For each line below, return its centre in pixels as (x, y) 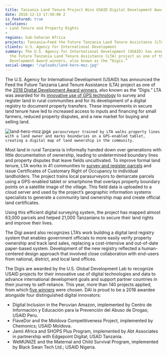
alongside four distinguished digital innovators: (53, 295)
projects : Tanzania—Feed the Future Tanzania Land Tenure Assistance (79, 42)
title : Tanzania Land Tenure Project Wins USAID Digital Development (79, 10)
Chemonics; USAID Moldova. (42, 326)
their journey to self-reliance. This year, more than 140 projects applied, (78, 285)
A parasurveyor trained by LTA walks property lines (104, 132)
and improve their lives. (29, 223)
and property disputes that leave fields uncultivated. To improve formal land (83, 160)
